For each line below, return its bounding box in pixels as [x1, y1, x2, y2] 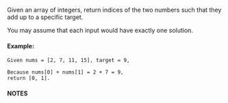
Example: [7, 42, 35, 50]
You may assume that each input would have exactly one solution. [7, 27, 194, 34]
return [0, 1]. [7, 75, 51, 82]
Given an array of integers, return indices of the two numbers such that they [7, 6, 222, 14]
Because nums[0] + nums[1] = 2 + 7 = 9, [7, 69, 125, 76]
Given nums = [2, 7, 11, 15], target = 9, [7, 57, 130, 64]
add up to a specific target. [7, 13, 84, 21]
